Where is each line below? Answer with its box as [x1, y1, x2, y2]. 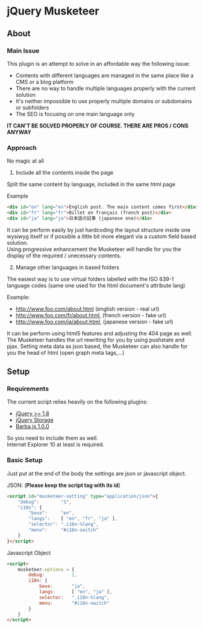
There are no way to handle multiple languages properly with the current [15, 85, 196, 92]
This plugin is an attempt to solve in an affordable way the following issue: [7, 60, 190, 67]
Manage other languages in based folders [15, 263, 120, 271]
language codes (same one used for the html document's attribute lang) [7, 282, 186, 289]
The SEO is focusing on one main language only [15, 110, 135, 117]
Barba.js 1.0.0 [15, 423, 49, 430]
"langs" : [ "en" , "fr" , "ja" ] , [28, 515, 118, 522]
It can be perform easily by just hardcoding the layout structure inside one [7, 226, 191, 233]
